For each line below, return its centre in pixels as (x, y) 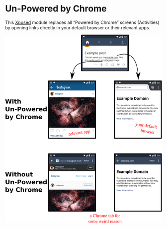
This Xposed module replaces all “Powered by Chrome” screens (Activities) (83, 22)
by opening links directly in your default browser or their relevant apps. (78, 27)
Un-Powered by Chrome (56, 9)
